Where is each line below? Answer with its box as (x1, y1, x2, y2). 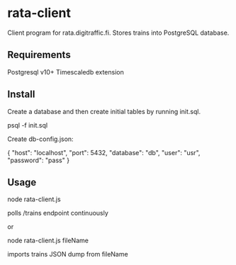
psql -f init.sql (7, 120, 48, 129)
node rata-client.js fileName (7, 236, 89, 245)
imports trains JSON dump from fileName (7, 250, 129, 259)
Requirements (7, 49, 71, 61)
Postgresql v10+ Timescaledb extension (7, 67, 124, 76)
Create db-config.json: (7, 135, 74, 143)
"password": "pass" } (7, 156, 69, 164)
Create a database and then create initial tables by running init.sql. (7, 107, 201, 115)
